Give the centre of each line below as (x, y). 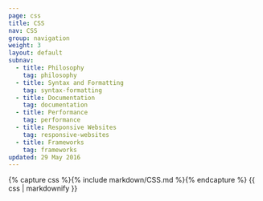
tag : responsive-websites (66, 135)
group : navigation (39, 38)
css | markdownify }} (43, 188)
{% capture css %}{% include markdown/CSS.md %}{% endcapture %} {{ (132, 180)
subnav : (21, 61)
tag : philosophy (50, 75)
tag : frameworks (50, 150)
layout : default (35, 53)
